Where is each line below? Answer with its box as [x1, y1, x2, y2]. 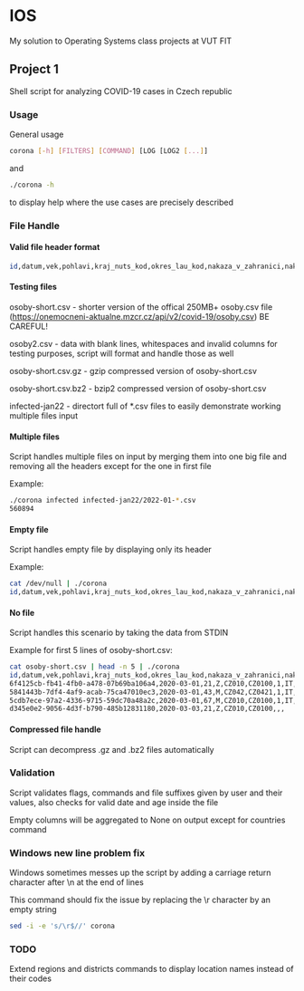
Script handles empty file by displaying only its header [9, 544, 213, 555]
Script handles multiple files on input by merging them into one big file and [9, 451, 288, 462]
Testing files [9, 282, 57, 293]
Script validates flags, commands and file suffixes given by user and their [9, 787, 283, 798]
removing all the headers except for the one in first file [9, 461, 212, 472]
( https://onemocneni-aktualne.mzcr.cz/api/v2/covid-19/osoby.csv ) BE [9, 312, 270, 322]
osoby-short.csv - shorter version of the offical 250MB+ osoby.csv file [9, 302, 273, 313]
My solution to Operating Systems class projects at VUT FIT [9, 35, 233, 46]
